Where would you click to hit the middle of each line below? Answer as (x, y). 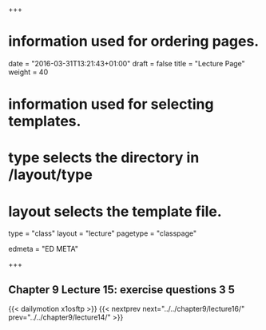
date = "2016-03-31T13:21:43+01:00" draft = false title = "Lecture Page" (127, 63)
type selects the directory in (104, 158)
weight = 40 (28, 72)
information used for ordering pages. (134, 42)
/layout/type (51, 175)
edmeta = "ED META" (43, 249)
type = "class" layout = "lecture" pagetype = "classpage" (103, 233)
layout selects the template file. (115, 211)
